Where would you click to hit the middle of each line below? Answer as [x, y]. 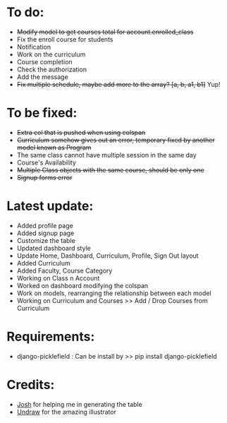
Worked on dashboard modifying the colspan [82, 285]
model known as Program [54, 147]
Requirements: [51, 337]
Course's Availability [47, 162]
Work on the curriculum [51, 54]
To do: [25, 12]
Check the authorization [52, 69]
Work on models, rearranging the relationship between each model [114, 293]
